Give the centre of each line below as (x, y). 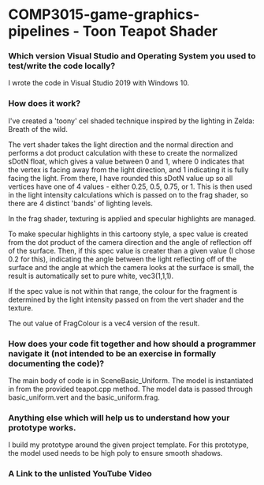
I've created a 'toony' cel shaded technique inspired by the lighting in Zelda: (131, 121)
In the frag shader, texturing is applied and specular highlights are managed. (132, 218)
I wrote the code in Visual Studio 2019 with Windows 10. (99, 83)
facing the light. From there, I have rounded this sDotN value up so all (121, 178)
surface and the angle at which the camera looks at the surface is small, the (131, 267)
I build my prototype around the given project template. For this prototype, (128, 445)
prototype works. (42, 428)
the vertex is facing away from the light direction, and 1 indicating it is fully (128, 169)
